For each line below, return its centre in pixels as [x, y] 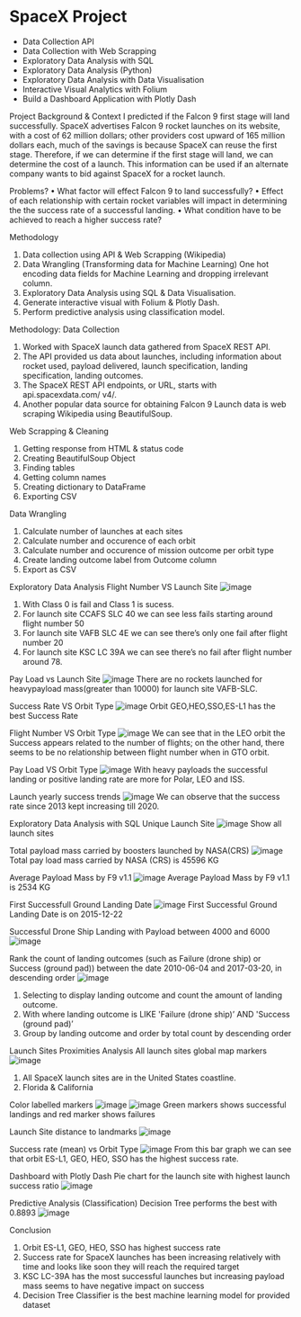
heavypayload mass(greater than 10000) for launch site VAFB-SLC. [133, 688]
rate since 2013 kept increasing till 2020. [84, 806]
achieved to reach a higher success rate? [86, 219]
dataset [36, 1304]
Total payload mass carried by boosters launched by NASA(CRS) [129, 850]
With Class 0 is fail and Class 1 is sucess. [98, 604]
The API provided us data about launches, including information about [152, 356]
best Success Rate [44, 715]
